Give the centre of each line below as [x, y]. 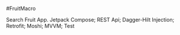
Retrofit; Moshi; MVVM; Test [40, 26]
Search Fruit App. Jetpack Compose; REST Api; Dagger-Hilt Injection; [90, 20]
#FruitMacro [21, 8]
